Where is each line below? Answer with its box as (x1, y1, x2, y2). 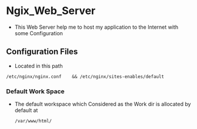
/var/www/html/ (14, 118, 52, 124)
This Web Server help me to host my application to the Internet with (14, 23, 178, 30)
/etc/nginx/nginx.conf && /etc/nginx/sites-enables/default (6, 73, 165, 80)
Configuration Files (6, 47, 78, 57)
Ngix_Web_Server (6, 4, 96, 18)
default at (14, 107, 38, 114)
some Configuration (14, 29, 64, 36)
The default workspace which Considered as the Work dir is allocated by (14, 101, 191, 108)
